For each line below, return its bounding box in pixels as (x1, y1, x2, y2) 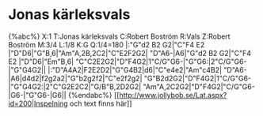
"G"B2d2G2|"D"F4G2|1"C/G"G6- (143, 73, 252, 83)
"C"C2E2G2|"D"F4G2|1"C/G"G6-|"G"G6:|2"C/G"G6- (74, 57, 247, 66)
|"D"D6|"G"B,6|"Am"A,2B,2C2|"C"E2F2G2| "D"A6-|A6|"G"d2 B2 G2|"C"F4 (8, 48, 252, 58)
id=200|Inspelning (8, 99, 69, 108)
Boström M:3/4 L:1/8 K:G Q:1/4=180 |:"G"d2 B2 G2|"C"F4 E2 (8, 39, 205, 49)
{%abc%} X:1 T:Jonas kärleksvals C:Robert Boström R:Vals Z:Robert (8, 32, 231, 41)
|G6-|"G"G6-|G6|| (8, 90, 67, 99)
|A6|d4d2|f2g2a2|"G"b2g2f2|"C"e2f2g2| (8, 73, 143, 83)
